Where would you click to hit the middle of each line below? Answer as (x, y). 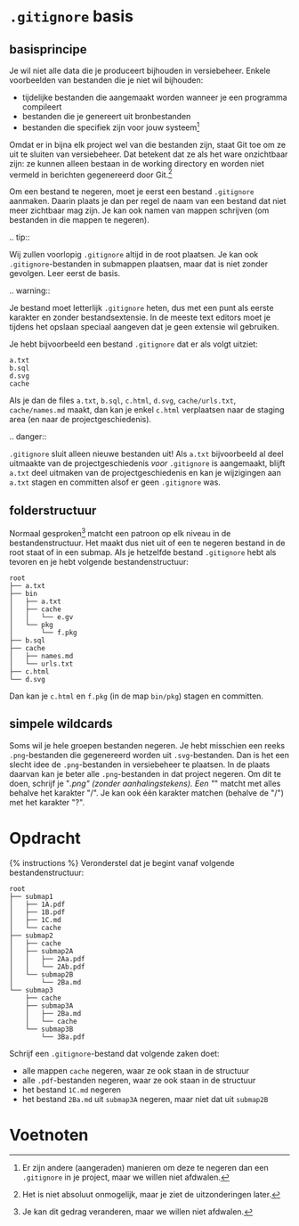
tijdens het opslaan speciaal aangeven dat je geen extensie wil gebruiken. (144, 327)
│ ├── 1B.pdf (37, 912)
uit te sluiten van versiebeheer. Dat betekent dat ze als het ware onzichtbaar (149, 154)
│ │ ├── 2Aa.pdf (48, 959)
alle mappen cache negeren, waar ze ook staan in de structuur (136, 1070)
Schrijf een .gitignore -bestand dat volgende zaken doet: (114, 1053)
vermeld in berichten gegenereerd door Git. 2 (91, 174)
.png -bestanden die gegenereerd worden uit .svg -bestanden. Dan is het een (149, 755)
